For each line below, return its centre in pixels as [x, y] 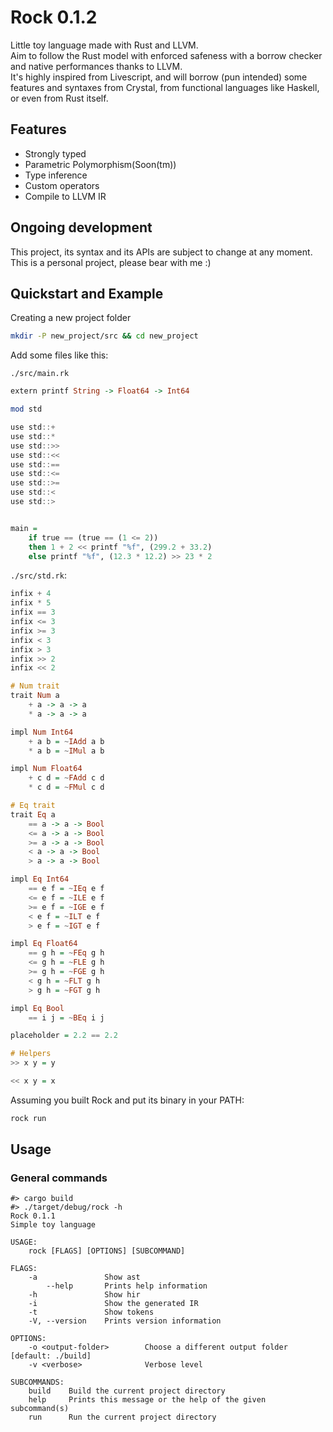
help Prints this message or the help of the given [147, 1400]
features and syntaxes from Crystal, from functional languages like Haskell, [165, 87]
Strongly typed [55, 153]
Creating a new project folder [71, 318]
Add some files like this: [59, 355]
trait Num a [35, 696]
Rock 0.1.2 [54, 17]
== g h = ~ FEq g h [66, 953]
